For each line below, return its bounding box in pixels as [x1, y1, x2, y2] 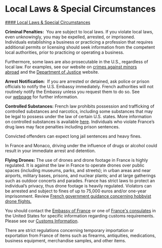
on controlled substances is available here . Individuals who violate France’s [5, 119, 155, 124]
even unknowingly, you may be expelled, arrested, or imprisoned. [5, 34, 135, 40]
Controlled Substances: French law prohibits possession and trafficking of [5, 103, 155, 109]
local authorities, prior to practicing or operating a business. [5, 49, 124, 55]
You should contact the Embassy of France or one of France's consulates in [5, 207, 156, 214]
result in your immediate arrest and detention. [5, 148, 96, 154]
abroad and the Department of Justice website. [5, 69, 99, 75]
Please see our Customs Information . [5, 218, 79, 224]
